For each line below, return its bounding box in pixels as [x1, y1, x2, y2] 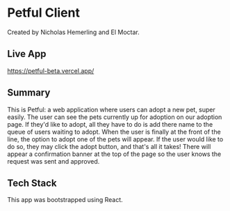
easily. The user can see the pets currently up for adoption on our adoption [7, 113, 222, 121]
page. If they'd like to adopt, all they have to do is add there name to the [7, 120, 213, 128]
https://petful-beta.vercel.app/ [7, 66, 95, 75]
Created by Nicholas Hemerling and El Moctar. [7, 28, 140, 36]
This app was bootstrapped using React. [7, 196, 123, 204]
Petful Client [7, 5, 80, 21]
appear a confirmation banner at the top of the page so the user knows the [7, 150, 222, 158]
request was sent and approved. [7, 157, 100, 165]
